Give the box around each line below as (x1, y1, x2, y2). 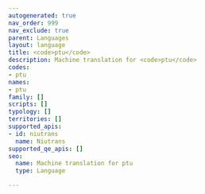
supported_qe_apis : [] (8, 145, 83, 153)
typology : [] (8, 108, 52, 116)
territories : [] (8, 115, 62, 123)
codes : (8, 64, 30, 72)
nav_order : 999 (8, 19, 59, 27)
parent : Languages (8, 33, 69, 42)
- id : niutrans (8, 130, 59, 138)
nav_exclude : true (8, 26, 69, 34)
